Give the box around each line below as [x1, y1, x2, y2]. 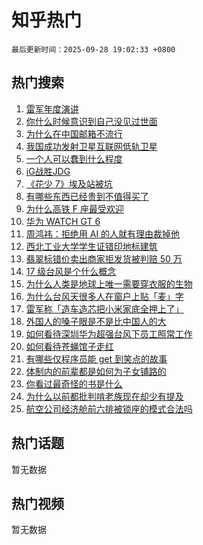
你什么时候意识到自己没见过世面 [25, 115, 158, 127]
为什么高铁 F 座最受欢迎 [25, 202, 124, 215]
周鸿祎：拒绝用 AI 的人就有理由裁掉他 [25, 227, 181, 240]
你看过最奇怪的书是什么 [25, 377, 123, 390]
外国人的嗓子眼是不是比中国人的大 [25, 315, 167, 327]
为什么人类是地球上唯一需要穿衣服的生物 [25, 277, 193, 290]
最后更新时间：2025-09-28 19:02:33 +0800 [11, 44, 176, 55]
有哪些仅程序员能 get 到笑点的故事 [25, 352, 168, 365]
